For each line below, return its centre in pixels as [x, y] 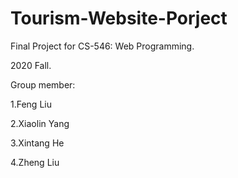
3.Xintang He [37, 143]
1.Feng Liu [31, 104]
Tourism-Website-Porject [119, 18]
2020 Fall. [31, 65]
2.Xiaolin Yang [40, 123]
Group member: [43, 84]
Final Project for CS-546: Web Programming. [102, 46]
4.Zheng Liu [35, 162]
